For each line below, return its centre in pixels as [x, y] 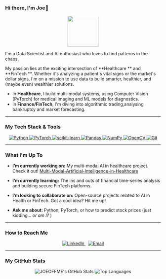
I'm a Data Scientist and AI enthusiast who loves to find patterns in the [77, 54]
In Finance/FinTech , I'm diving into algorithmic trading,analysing [78, 104]
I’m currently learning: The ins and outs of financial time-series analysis [86, 180]
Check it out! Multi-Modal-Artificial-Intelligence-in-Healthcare [75, 171]
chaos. [12, 59]
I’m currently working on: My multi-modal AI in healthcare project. [80, 166]
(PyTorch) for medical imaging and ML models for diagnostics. [76, 99]
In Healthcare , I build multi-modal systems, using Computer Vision [80, 94]
